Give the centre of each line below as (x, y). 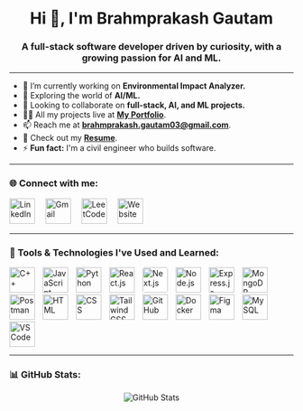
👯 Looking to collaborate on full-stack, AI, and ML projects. (133, 105)
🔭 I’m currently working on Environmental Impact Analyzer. (134, 86)
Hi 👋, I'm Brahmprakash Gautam (151, 19)
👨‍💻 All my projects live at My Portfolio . (94, 115)
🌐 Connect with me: (54, 183)
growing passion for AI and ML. (151, 58)
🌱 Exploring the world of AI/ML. (81, 96)
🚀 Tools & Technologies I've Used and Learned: (114, 252)
